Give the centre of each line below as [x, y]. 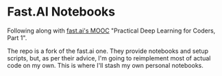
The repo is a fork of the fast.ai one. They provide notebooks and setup [108, 51]
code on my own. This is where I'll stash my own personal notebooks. [106, 65]
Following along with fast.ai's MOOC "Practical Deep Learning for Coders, [111, 31]
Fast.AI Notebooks [61, 12]
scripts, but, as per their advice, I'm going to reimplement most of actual [109, 58]
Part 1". [17, 37]
